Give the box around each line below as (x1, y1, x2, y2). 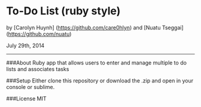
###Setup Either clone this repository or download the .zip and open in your (6, 77, 194, 84)
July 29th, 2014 (6, 42, 45, 49)
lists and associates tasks (6, 65, 69, 72)
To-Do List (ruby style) (6, 4, 121, 18)
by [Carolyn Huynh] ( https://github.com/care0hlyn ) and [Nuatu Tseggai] (6, 24, 184, 31)
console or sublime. (6, 83, 55, 90)
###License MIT (6, 94, 47, 102)
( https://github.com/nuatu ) (6, 30, 72, 37)
